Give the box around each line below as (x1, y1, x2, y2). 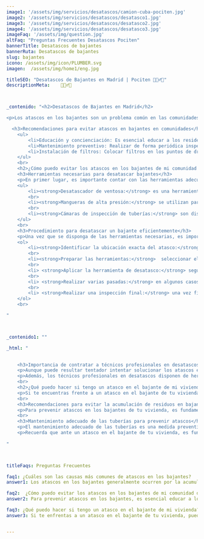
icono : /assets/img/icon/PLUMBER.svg (6, 60, 102, 66)
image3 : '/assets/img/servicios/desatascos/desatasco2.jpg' (6, 20, 162, 26)
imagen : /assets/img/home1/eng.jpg (6, 65, 99, 72)
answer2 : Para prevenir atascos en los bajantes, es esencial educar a (6, 496, 191, 502)
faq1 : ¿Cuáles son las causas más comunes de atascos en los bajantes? (6, 473, 191, 480)
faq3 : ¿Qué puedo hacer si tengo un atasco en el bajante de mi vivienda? (6, 507, 200, 513)
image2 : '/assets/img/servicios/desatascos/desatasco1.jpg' (6, 15, 162, 21)
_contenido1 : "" (6, 334, 47, 340)
